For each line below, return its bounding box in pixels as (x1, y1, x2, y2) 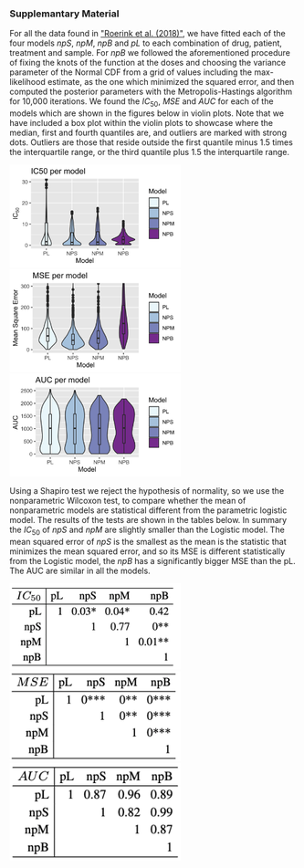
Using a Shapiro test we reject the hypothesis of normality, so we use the (9, 485, 285, 496)
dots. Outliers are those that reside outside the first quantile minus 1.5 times (9, 137, 294, 148)
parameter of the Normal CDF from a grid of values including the (9, 67, 253, 78)
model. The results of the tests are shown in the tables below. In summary (9, 514, 288, 525)
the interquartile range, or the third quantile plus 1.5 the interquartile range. (9, 147, 290, 158)
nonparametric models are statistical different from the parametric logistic (9, 505, 288, 516)
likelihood (9, 77, 46, 88)
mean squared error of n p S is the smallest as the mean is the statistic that (9, 536, 287, 547)
